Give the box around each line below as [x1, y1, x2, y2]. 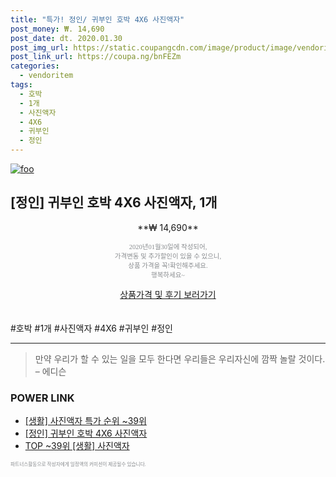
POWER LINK [10, 391, 75, 405]
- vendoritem [19, 71, 74, 81]
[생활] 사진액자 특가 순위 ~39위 [24, 415, 147, 427]
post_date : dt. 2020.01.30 [10, 33, 123, 43]
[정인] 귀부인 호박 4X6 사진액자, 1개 [10, 194, 218, 211]
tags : [10, 80, 33, 90]
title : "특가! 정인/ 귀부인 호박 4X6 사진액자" [10, 14, 185, 25]
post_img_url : [10, 42, 70, 53]
